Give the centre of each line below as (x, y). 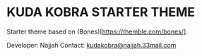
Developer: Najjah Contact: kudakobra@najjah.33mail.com (91, 45)
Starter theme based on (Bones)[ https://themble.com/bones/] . (97, 31)
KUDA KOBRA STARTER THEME (101, 12)
